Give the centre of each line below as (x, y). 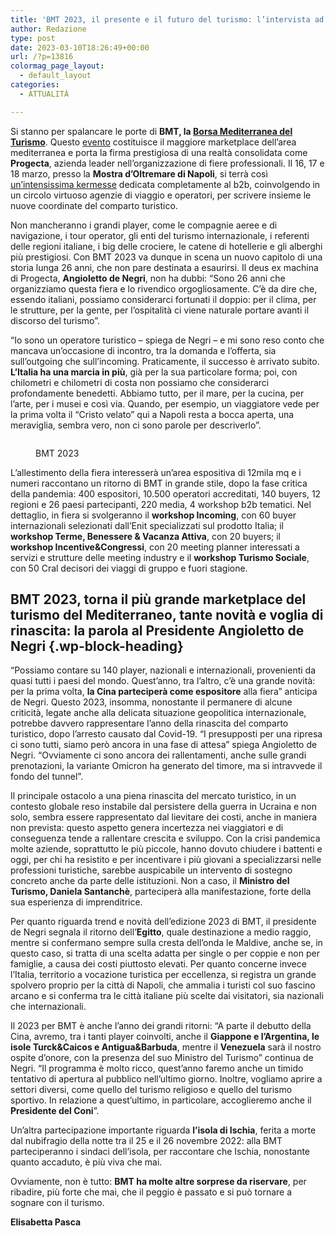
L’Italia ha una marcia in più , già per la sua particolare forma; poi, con (154, 372)
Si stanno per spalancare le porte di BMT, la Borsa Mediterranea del (151, 131)
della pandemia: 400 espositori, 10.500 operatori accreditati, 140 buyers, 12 (166, 493)
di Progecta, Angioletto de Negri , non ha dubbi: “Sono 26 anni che (148, 278)
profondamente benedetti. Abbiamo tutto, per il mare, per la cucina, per (157, 393)
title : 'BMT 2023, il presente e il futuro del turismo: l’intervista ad (167, 19)
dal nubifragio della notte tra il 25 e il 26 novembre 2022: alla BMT (146, 1141)
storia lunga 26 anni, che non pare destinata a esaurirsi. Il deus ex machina (164, 267)
